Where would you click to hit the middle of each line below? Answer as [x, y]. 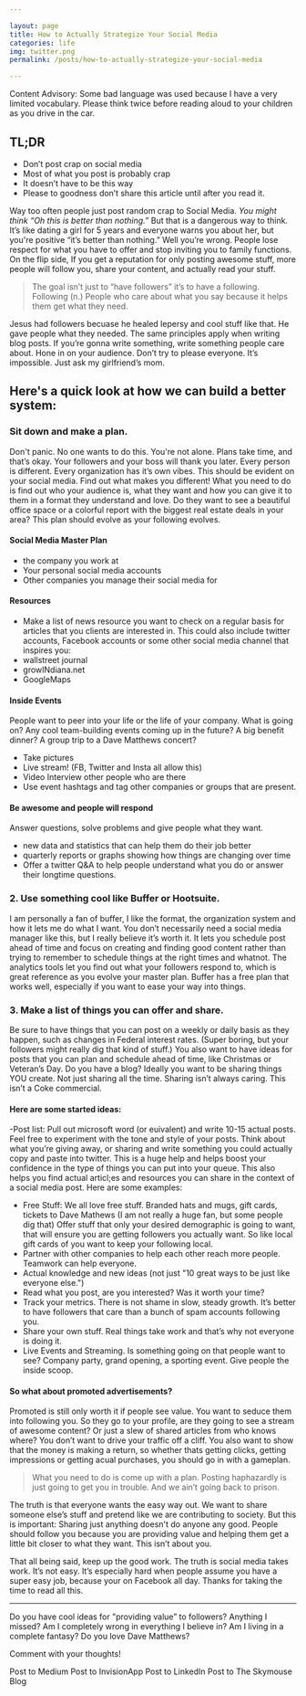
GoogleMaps [46, 679]
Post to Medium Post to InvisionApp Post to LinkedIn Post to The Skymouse [151, 1671]
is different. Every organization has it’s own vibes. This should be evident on [152, 470]
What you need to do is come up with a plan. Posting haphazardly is [159, 1478]
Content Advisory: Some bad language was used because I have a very [143, 94]
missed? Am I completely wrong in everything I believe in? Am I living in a [147, 1627]
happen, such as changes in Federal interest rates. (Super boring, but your [149, 1040]
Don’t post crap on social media [82, 163]
